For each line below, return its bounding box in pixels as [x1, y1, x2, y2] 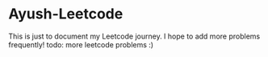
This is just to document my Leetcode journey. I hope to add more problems [8, 31, 261, 41]
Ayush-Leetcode [8, 5, 124, 23]
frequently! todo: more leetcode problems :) [8, 39, 154, 49]
